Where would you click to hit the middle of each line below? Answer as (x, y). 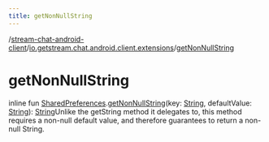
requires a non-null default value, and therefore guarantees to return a (126, 120)
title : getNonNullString (50, 16)
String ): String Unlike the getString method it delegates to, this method (125, 111)
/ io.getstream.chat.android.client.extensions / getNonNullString (130, 47)
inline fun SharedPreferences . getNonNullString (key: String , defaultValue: (130, 103)
